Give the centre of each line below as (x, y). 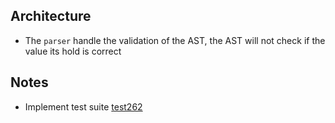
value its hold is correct (73, 51)
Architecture (51, 16)
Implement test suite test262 (83, 106)
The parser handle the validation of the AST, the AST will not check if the (175, 40)
